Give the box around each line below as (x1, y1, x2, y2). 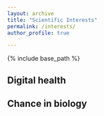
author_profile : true (7, 29, 70, 37)
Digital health (7, 74, 67, 86)
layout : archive (7, 10, 54, 17)
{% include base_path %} (7, 55, 80, 63)
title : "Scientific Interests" (7, 17, 98, 23)
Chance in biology (7, 98, 87, 110)
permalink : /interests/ (7, 23, 76, 30)
